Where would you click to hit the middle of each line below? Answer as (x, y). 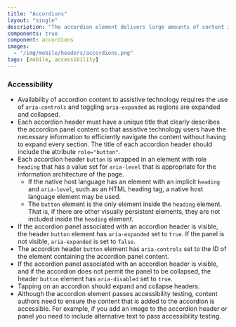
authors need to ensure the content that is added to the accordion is (116, 301)
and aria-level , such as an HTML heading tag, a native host (116, 189)
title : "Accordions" (38, 14)
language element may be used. (74, 197)
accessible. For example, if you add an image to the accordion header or (122, 309)
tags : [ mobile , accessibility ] (53, 60)
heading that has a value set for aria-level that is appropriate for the (117, 167)
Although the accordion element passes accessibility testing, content (117, 294)
